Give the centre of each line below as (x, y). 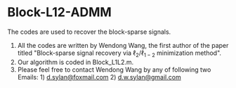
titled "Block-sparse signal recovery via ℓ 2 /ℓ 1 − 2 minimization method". (119, 54)
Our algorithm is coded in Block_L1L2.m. (76, 62)
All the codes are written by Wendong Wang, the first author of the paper (123, 45)
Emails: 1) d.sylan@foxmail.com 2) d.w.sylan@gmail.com (99, 77)
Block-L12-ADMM (60, 12)
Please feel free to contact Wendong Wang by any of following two (114, 69)
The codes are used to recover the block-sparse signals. (89, 32)
